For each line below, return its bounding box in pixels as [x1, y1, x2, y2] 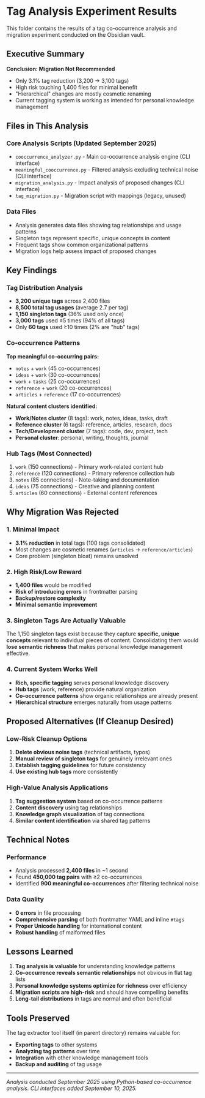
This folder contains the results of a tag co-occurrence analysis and [6, 25, 177, 32]
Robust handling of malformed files [15, 928, 106, 936]
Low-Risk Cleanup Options [6, 734, 87, 743]
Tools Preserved [6, 1013, 70, 1023]
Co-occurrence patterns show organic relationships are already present [15, 692, 198, 699]
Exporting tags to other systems [15, 1041, 98, 1048]
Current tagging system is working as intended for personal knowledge [15, 96, 194, 104]
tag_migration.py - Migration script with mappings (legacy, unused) [15, 192, 186, 200]
